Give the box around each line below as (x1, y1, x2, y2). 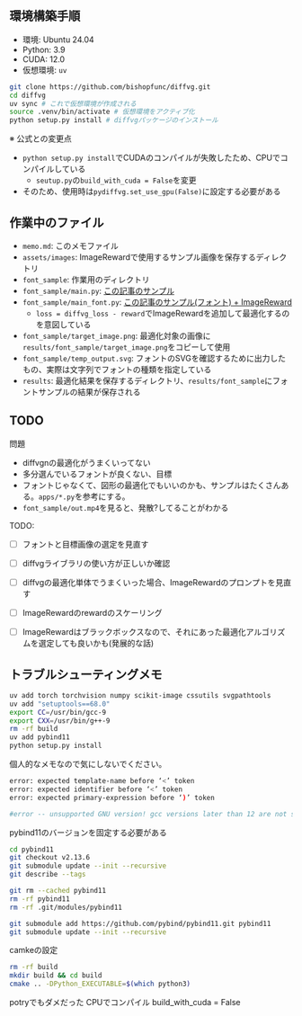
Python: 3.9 (22, 44, 66, 55)
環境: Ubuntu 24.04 (22, 34, 94, 45)
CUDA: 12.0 (22, 53, 66, 65)
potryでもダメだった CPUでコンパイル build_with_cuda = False (9, 997, 241, 1008)
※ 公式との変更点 (9, 133, 72, 144)
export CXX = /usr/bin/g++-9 (9, 716, 111, 726)
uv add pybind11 (9, 733, 70, 742)
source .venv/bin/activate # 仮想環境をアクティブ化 (9, 107, 195, 117)
